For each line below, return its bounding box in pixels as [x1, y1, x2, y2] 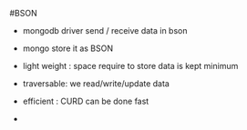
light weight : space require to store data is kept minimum [22, 61, 239, 71]
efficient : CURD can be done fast [22, 95, 149, 106]
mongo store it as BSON [22, 43, 114, 54]
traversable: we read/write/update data [22, 78, 170, 89]
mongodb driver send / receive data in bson [22, 25, 188, 35]
